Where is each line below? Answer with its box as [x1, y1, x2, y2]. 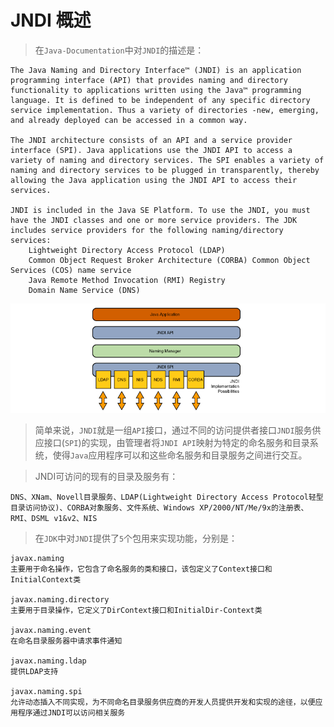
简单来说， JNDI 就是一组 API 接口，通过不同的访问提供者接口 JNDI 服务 [34, 424, 313, 436]
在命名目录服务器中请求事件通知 [10, 636, 123, 646]
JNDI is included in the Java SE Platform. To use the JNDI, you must [10, 205, 311, 215]
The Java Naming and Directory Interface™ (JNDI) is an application [10, 65, 302, 75]
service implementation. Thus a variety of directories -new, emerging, [10, 105, 320, 115]
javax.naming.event [10, 626, 92, 636]
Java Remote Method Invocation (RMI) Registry [28, 275, 226, 285]
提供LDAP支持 [10, 667, 59, 677]
